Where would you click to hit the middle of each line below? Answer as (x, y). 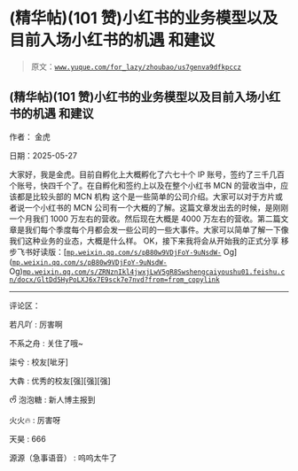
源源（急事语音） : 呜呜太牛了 (63, 458)
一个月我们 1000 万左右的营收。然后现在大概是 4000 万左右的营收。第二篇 (145, 219)
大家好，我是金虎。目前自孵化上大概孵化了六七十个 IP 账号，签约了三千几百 (147, 174)
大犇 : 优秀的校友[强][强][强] (60, 381)
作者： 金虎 (30, 136)
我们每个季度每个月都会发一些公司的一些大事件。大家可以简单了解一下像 (157, 229)
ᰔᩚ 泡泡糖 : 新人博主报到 (52, 399)
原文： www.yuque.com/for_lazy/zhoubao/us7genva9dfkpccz (136, 66)
